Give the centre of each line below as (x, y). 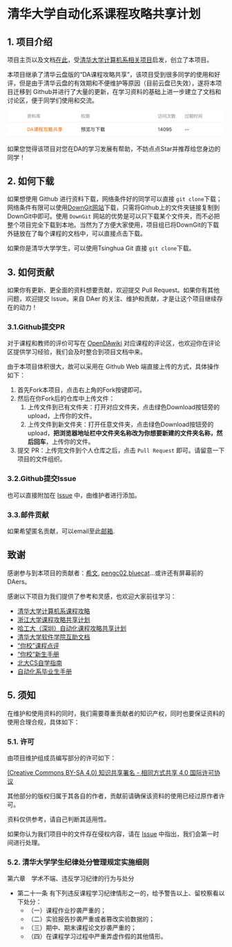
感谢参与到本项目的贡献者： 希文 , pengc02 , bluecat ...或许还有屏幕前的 (105, 573)
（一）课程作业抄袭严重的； (67, 910)
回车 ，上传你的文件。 (64, 442)
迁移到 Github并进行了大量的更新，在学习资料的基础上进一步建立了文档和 (117, 92)
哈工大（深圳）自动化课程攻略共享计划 (71, 628)
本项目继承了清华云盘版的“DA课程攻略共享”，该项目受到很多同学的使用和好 (114, 74)
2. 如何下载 (31, 181)
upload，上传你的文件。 (61, 416)
